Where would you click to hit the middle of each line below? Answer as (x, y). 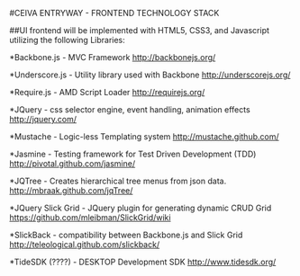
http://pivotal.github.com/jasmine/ (73, 164)
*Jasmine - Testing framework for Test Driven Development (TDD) (133, 154)
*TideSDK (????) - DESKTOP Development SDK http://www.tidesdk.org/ (143, 262)
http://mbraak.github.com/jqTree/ (71, 191)
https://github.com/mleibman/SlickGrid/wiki (90, 218)
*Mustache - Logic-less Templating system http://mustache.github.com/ (144, 137)
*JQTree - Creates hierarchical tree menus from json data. (118, 181)
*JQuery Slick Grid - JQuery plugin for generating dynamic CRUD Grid (141, 208)
